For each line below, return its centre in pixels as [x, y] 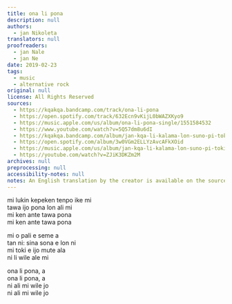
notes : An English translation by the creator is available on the [106, 180]
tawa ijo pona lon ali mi [40, 207]
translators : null [33, 39]
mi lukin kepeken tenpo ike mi [49, 200]
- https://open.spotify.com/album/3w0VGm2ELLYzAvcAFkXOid [99, 142]
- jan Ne [26, 59]
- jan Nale [29, 53]
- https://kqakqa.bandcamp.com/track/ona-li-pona [86, 110]
